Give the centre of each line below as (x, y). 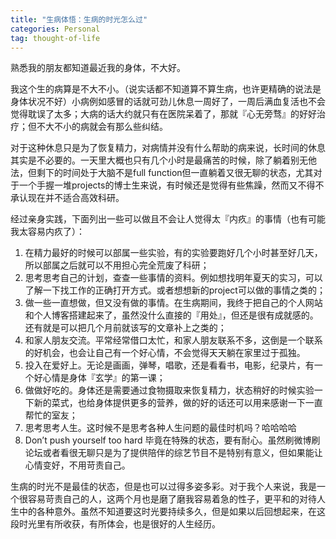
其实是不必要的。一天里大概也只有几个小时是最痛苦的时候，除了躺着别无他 (163, 160)
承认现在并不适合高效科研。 (67, 198)
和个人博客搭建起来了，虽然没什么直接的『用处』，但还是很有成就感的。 (171, 315)
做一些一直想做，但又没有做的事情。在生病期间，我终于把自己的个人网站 (173, 303)
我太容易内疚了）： (47, 232)
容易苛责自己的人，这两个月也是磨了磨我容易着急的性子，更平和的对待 (172, 499)
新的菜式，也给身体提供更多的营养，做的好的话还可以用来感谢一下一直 (178, 403)
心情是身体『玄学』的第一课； (104, 378)
